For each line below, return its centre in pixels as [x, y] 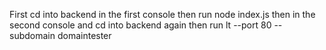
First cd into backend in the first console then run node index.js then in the [162, 14]
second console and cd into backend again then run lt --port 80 [140, 25]
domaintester [84, 35]
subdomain [32, 35]
